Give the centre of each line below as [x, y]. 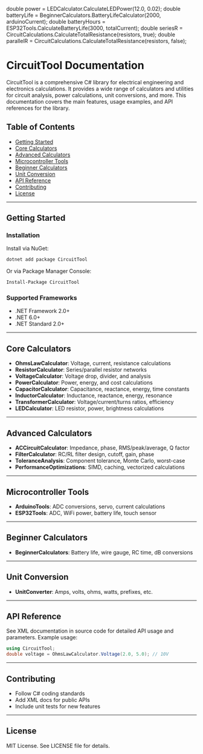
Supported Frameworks [42, 298]
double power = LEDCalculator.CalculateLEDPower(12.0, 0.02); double [94, 9]
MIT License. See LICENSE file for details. [58, 746]
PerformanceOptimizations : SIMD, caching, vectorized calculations [100, 467]
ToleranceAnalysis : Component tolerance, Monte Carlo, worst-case [100, 461]
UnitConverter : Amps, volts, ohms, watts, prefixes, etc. [84, 591]
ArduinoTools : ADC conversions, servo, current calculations [90, 507]
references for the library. [38, 108]
